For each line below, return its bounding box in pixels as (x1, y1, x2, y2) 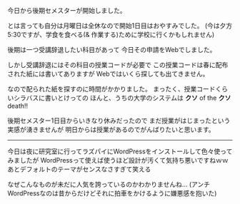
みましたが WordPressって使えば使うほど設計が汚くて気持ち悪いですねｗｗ (7, 156, 229, 164)
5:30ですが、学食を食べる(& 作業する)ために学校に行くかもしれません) (7, 31, 215, 39)
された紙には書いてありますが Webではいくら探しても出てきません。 (7, 70, 209, 78)
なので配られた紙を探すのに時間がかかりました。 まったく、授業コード (7, 85, 216, 93)
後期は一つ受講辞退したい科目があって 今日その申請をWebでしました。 (7, 46, 216, 53)
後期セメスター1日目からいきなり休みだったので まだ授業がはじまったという (7, 116, 231, 125)
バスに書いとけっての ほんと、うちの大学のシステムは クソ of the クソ (26, 93, 231, 102)
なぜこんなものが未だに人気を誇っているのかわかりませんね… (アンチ (7, 180, 211, 188)
